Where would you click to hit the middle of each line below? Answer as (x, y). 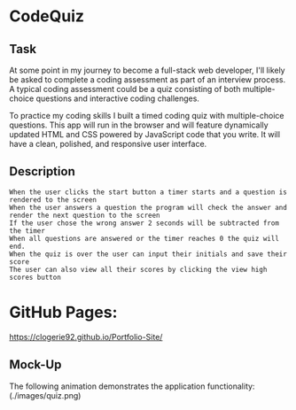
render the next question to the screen (85, 215)
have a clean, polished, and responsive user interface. (108, 144)
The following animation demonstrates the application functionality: (132, 386)
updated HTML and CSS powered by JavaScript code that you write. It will (145, 134)
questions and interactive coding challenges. (117, 98)
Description (42, 171)
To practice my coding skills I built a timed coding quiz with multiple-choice (147, 116)
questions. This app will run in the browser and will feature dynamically (139, 125)
